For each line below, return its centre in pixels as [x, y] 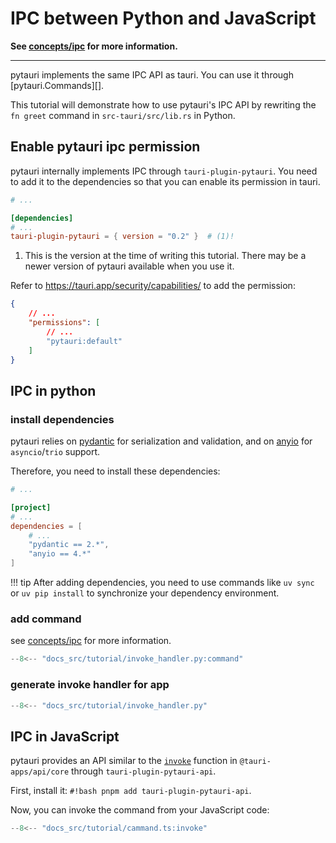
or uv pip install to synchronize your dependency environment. [145, 593]
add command [46, 619]
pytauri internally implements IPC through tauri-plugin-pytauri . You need [164, 171]
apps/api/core [40, 772]
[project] [31, 507]
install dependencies [62, 419]
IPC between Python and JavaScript [163, 18]
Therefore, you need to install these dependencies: [115, 471]
